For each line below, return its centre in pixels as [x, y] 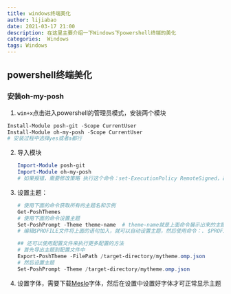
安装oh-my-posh [35, 96]
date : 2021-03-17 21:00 [41, 26]
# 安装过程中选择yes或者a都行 [45, 138]
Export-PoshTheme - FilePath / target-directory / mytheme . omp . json [111, 256]
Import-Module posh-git [51, 166]
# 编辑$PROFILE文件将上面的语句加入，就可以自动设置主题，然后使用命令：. [111, 231]
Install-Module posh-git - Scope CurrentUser [72, 126]
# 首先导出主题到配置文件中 [51, 250]
